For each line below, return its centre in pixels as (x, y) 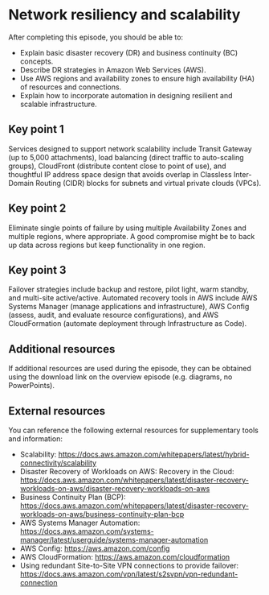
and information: (35, 439)
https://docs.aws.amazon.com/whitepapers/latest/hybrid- (154, 454)
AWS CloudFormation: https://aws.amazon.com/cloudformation (125, 557)
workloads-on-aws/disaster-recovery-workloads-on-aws (115, 488)
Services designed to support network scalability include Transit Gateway (130, 149)
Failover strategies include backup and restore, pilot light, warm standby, (128, 289)
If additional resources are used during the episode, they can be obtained (130, 369)
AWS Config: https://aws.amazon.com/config (95, 548)
